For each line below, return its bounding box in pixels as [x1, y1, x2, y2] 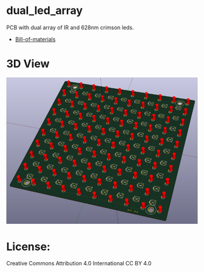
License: [6, 240, 50, 253]
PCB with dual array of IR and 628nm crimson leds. [6, 24, 134, 31]
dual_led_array [6, 4, 83, 18]
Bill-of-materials [15, 35, 56, 43]
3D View [6, 57, 50, 71]
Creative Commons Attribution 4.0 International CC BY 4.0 [6, 260, 152, 267]
